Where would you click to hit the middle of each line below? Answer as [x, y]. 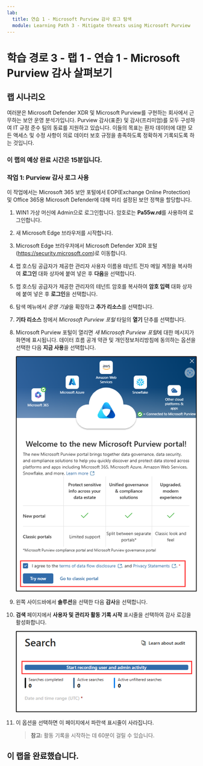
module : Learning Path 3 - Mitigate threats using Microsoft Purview [101, 25]
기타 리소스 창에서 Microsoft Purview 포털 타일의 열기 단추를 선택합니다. [101, 319]
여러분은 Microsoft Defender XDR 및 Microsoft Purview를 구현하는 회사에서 [98, 113]
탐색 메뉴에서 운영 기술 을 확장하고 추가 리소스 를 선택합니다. [85, 306]
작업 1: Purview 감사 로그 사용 [48, 178]
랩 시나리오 [26, 97]
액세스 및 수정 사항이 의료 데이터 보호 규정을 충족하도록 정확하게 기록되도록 [101, 135]
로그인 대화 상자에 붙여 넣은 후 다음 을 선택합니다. [79, 273]
